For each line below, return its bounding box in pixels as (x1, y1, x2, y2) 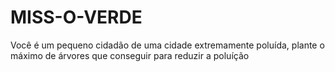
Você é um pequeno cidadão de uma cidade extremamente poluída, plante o (10, 39, 325, 51)
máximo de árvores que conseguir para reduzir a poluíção (10, 49, 250, 61)
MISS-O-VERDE (10, 6, 143, 29)
